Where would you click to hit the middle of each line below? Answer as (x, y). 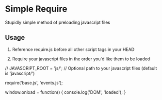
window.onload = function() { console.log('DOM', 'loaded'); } (65, 92)
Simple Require (36, 9)
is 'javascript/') (20, 73)
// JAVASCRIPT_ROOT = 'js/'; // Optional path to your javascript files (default (81, 68)
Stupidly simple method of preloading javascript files (58, 22)
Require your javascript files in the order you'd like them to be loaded (81, 59)
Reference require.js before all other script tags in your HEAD (73, 49)
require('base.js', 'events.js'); (34, 83)
